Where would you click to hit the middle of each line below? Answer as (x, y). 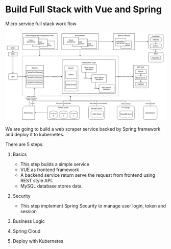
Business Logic (29, 221)
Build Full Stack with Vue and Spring (84, 9)
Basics (20, 154)
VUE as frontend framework (50, 170)
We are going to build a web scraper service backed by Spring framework (83, 129)
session (28, 212)
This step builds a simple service (55, 164)
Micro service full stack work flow (41, 24)
